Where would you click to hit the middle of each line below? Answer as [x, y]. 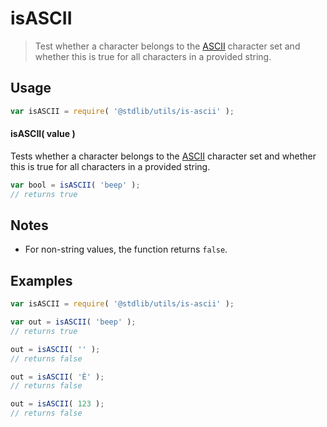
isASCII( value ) [43, 134]
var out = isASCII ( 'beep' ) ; [73, 322]
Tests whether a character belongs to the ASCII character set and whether [163, 156]
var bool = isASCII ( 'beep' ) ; [75, 185]
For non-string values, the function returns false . [126, 249]
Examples [41, 280]
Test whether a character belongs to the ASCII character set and [167, 46]
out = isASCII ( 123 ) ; [57, 404]
